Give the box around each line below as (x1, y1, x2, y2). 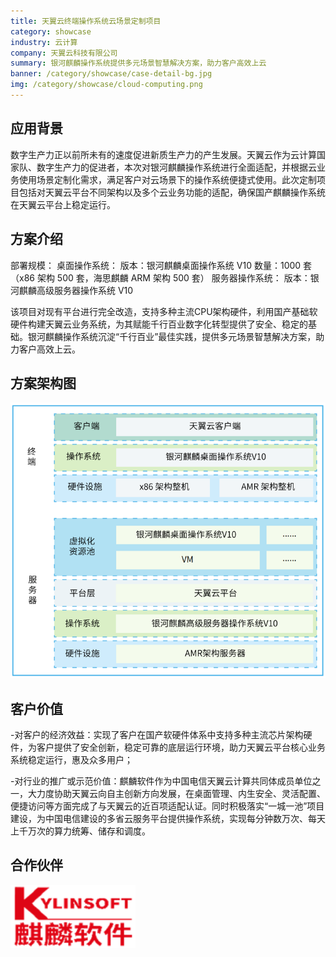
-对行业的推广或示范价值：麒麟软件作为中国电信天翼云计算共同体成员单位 (10, 775, 313, 787)
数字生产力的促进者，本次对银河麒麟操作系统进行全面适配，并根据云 (36, 161, 317, 173)
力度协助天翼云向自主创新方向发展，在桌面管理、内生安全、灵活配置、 (36, 788, 326, 800)
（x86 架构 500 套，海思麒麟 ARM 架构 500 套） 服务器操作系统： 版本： (10, 271, 311, 284)
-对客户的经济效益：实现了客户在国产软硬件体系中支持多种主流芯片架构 (10, 729, 304, 741)
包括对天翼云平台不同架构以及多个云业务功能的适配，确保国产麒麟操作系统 (18, 186, 326, 198)
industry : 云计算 (10, 37, 78, 47)
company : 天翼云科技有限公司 (10, 48, 118, 58)
